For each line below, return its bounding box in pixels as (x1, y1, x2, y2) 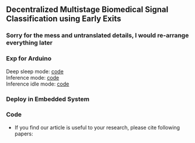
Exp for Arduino (6, 55, 51, 63)
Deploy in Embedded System (6, 95, 89, 103)
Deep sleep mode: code (6, 67, 64, 75)
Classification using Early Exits (6, 14, 121, 24)
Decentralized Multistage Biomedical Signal (6, 5, 169, 15)
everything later (6, 39, 53, 47)
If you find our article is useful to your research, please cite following (14, 124, 180, 131)
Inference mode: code (6, 74, 60, 81)
